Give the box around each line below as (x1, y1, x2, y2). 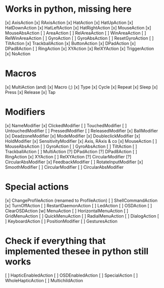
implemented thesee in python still (5, 245, 149, 257)
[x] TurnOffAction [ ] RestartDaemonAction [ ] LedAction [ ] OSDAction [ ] (5, 202, 152, 208)
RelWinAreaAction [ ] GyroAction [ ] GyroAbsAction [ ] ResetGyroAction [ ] (5, 35, 154, 41)
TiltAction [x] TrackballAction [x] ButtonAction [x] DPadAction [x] (5, 40, 136, 46)
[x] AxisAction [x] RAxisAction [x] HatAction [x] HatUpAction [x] (5, 20, 133, 25)
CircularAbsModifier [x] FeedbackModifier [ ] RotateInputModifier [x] (5, 159, 143, 165)
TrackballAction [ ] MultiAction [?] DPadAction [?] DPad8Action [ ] (5, 148, 138, 155)
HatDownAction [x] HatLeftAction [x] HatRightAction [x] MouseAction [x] (5, 24, 151, 30)
